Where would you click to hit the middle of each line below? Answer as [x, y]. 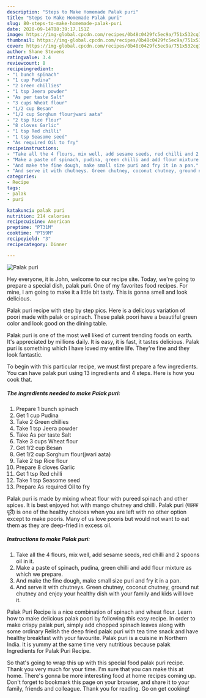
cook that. [20, 379]
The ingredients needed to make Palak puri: [64, 393]
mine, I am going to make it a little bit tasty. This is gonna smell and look [97, 292]
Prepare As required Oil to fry [53, 487]
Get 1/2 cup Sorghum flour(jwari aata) [63, 454]
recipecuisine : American [39, 222]
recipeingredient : [30, 69]
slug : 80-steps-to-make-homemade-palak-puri [64, 23]
